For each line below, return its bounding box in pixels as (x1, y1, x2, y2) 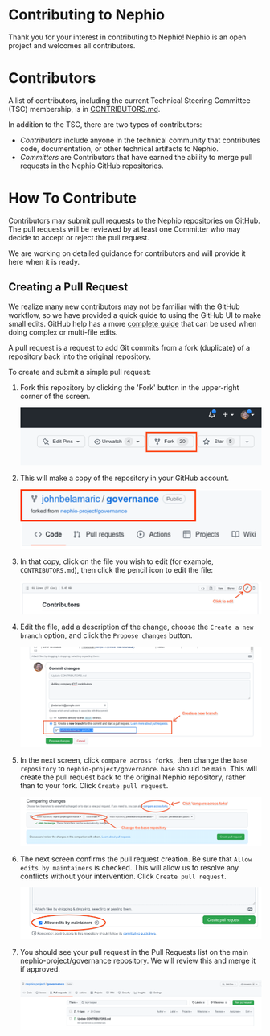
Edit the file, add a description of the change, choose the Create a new (19, 622, 254, 631)
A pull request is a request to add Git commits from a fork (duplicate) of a (8, 343, 251, 352)
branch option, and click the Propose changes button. (19, 630, 193, 640)
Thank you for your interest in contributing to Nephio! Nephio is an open (8, 32, 247, 42)
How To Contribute (8, 189, 137, 208)
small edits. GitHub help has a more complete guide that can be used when (8, 319, 257, 328)
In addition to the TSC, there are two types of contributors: (8, 119, 202, 129)
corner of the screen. (19, 391, 91, 401)
